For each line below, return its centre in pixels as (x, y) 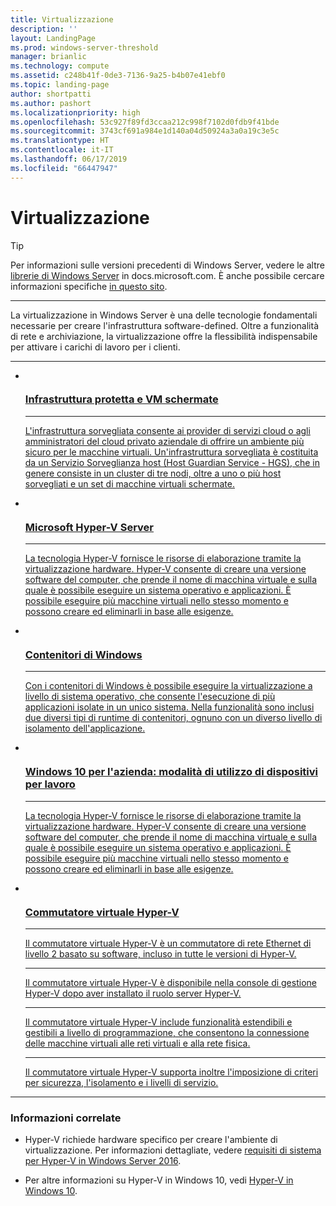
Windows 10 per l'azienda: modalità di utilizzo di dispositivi (171, 772)
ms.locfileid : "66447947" (64, 168)
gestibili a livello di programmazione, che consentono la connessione (167, 1033)
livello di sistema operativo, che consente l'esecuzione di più (150, 697)
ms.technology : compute (60, 66)
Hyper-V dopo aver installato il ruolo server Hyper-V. (133, 993)
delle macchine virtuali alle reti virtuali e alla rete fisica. (137, 1043)
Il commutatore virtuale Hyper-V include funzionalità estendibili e (158, 1022)
